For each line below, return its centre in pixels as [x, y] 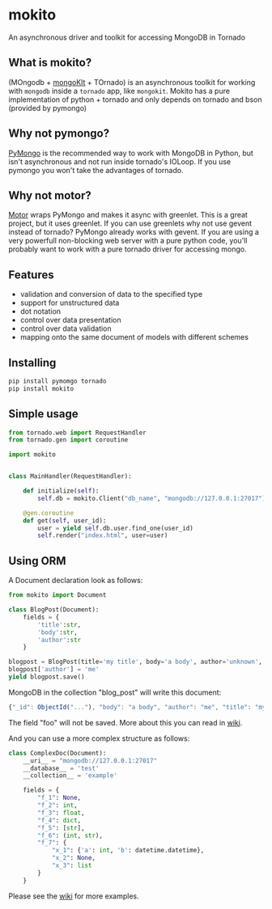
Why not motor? [50, 195]
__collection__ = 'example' [70, 776]
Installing [32, 363]
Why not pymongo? [59, 134]
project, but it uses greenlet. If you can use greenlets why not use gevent [130, 223]
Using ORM [37, 561]
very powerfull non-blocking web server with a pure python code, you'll [128, 241]
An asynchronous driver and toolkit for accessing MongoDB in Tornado [127, 37]
